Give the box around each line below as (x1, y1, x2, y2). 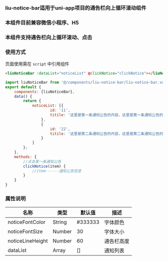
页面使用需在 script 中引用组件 (5, 61, 69, 67)
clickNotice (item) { (23, 164, 66, 169)
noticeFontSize (7, 228, 43, 235)
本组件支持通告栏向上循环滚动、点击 (5, 34, 92, 41)
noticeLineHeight (7, 237, 48, 244)
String (52, 219, 67, 226)
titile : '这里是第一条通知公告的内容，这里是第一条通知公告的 (49, 113, 163, 118)
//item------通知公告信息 (31, 168, 81, 173)
